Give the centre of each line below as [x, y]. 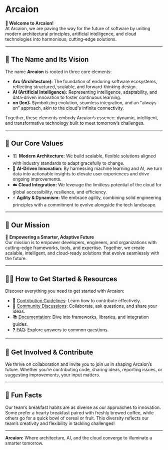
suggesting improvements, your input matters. [53, 375]
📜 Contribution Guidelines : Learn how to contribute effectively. [77, 301]
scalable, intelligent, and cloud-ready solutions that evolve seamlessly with [82, 253]
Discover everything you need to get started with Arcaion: [65, 291]
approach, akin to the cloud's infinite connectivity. [72, 108]
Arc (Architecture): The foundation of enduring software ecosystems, [85, 81]
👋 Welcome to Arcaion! [29, 23]
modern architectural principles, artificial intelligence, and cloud [71, 34]
